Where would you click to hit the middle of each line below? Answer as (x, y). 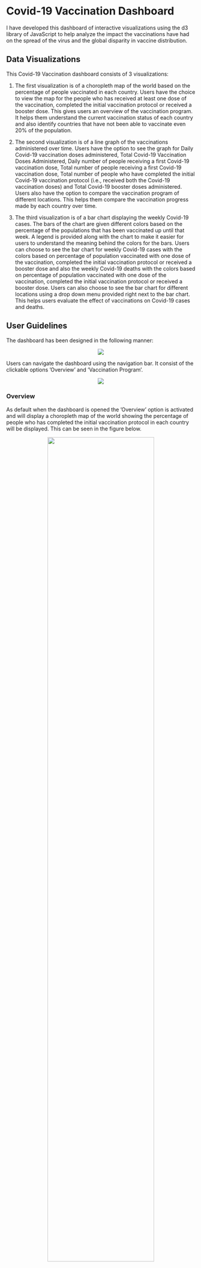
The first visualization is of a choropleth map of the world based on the (103, 85)
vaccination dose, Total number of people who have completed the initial (105, 174)
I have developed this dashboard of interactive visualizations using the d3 (97, 28)
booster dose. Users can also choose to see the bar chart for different (101, 287)
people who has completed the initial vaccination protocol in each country (97, 422)
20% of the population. (43, 130)
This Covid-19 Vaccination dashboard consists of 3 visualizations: (88, 74)
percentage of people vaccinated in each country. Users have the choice (105, 92)
